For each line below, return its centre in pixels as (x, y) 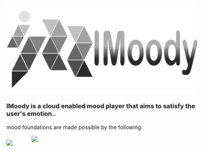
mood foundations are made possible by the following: (75, 127)
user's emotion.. (31, 114)
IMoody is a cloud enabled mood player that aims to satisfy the (101, 106)
